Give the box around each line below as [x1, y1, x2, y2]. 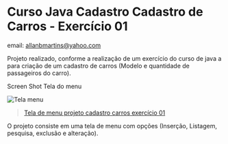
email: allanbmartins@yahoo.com [7, 41, 101, 49]
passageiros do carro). [7, 69, 71, 77]
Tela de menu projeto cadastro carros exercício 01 [23, 109, 166, 117]
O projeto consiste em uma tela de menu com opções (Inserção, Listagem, [7, 121, 218, 130]
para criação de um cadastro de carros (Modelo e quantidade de [7, 61, 190, 70]
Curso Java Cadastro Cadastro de [7, 4, 203, 20]
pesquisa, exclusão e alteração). [7, 129, 99, 137]
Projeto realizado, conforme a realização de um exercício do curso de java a [7, 54, 222, 62]
